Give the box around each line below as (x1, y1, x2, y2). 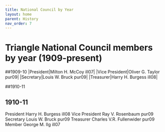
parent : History (5, 16, 38, 21)
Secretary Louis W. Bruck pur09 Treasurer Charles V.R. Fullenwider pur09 (5, 116, 155, 122)
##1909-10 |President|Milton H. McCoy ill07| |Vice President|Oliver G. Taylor (5, 69, 160, 75)
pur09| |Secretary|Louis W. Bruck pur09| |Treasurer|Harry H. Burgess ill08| (5, 74, 158, 80)
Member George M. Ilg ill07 (5, 122, 61, 127)
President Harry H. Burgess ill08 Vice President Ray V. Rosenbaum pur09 (5, 111, 154, 117)
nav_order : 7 (5, 21, 32, 26)
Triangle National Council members (5, 42, 153, 53)
